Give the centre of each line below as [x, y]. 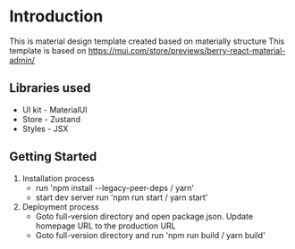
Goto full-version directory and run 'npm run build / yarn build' [150, 235]
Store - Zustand [51, 119]
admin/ [22, 60]
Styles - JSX [45, 129]
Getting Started [53, 157]
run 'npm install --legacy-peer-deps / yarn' [115, 187]
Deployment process [61, 206]
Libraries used [50, 88]
